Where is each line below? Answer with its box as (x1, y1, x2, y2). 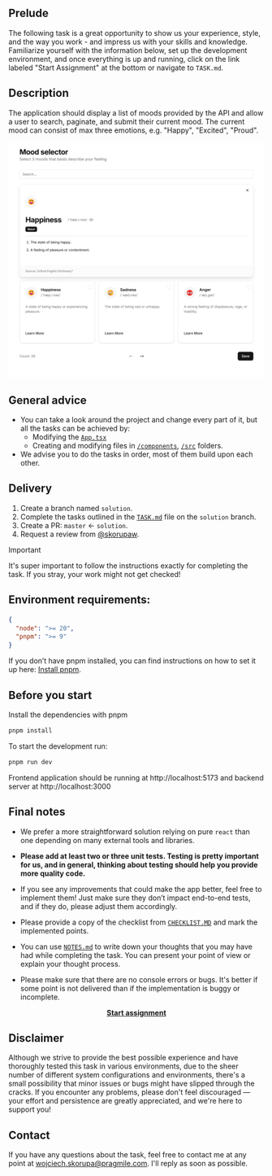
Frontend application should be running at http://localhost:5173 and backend (8, 772, 264, 782)
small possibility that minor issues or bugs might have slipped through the (8, 1078, 255, 1089)
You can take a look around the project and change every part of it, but (19, 415, 258, 425)
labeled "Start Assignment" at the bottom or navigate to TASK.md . (8, 63, 224, 72)
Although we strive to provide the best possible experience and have (8, 1053, 239, 1063)
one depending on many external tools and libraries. (19, 835, 195, 845)
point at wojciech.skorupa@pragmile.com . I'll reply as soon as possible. (8, 1159, 248, 1169)
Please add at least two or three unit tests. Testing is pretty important (19, 850, 260, 861)
